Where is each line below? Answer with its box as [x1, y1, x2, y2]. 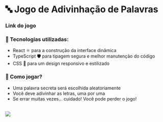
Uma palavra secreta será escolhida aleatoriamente [12, 85, 121, 91]
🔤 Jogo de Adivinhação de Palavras [5, 4, 158, 15]
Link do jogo [5, 22, 37, 29]
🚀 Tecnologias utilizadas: [5, 36, 69, 43]
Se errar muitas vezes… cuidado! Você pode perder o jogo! [12, 95, 137, 102]
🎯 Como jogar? [5, 73, 42, 80]
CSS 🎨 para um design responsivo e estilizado [12, 60, 110, 67]
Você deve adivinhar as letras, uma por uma [12, 90, 105, 96]
